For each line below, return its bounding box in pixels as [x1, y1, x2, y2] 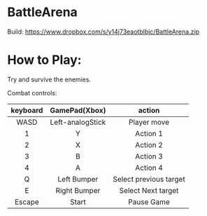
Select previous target [113, 174, 185, 184]
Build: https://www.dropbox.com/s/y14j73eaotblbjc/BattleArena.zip [7, 27, 200, 36]
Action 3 [135, 151, 163, 161]
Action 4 [135, 163, 163, 173]
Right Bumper [55, 185, 101, 195]
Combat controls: [7, 88, 57, 97]
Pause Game [128, 197, 170, 207]
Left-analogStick [50, 117, 106, 127]
